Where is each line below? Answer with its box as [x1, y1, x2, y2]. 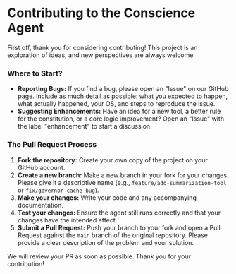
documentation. [17, 201, 63, 209]
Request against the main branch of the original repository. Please [17, 231, 208, 239]
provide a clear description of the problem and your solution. [17, 238, 194, 246]
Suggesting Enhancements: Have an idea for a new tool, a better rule [17, 107, 221, 116]
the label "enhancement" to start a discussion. [17, 122, 153, 131]
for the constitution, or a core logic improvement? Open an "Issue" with [17, 114, 224, 123]
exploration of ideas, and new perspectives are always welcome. [7, 51, 196, 59]
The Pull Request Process [7, 140, 97, 150]
